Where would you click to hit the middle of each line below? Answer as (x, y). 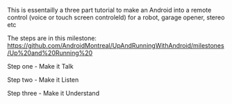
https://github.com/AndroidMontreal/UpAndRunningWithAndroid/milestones (116, 45)
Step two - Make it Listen (43, 80)
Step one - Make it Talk (41, 66)
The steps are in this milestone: (52, 38)
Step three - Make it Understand (53, 93)
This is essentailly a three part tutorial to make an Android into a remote (109, 10)
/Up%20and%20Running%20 (50, 53)
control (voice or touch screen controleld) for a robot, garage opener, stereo (116, 17)
